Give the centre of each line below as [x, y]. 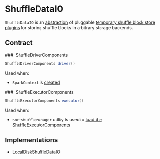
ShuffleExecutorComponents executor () [44, 101]
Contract [19, 43]
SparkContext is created [36, 82]
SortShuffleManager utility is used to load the [57, 119]
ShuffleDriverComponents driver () [40, 64]
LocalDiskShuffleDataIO [36, 152]
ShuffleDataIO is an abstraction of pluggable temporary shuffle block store [80, 22]
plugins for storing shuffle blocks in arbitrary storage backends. [69, 27]
